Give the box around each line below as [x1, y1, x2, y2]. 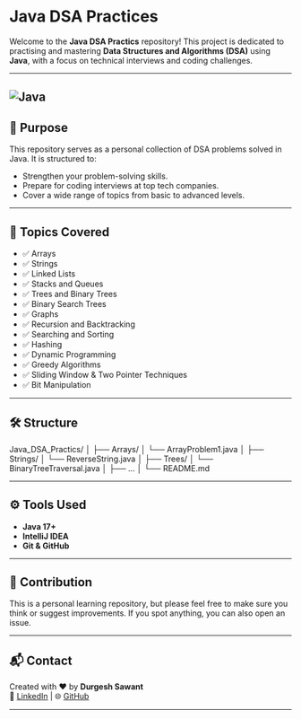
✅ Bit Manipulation [21, 379, 91, 390]
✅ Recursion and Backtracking [21, 319, 136, 329]
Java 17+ [21, 521, 56, 531]
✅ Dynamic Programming [21, 348, 116, 360]
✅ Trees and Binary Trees [21, 288, 118, 299]
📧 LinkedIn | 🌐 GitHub [9, 691, 90, 702]
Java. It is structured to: [9, 153, 97, 164]
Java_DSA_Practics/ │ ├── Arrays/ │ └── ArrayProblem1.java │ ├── [9, 443, 264, 454]
